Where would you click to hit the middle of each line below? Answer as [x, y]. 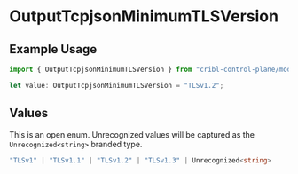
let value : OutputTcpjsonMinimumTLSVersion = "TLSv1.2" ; [117, 85]
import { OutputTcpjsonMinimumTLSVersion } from [101, 69]
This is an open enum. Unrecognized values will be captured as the [132, 134]
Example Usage [53, 49]
